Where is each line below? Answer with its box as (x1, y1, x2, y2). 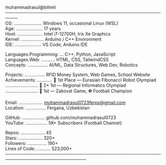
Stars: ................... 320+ (5, 135, 55, 141)
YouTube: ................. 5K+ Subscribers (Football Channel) (5, 120, 122, 126)
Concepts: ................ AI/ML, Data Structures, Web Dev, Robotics (5, 62, 138, 68)
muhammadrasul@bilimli (5, 5, 56, 10)
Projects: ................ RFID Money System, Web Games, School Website (5, 72, 150, 77)
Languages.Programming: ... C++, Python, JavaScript (5, 51, 116, 57)
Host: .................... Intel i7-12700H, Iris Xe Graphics (5, 31, 111, 37)
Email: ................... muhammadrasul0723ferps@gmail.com (5, 100, 126, 105)
